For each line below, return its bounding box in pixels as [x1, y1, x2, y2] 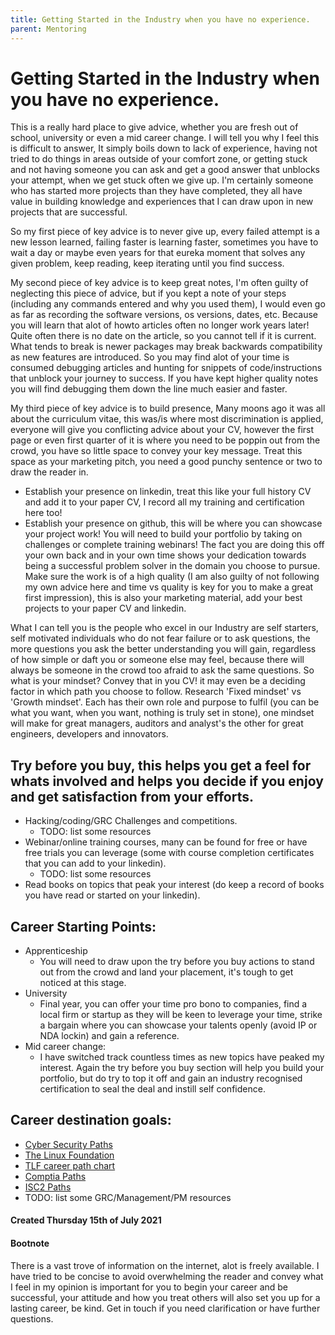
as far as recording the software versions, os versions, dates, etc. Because [10, 309, 318, 321]
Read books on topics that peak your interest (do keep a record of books [24, 879, 325, 891]
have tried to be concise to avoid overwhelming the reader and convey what [10, 1270, 324, 1282]
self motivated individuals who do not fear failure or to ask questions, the [10, 632, 311, 645]
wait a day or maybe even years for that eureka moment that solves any [10, 247, 306, 259]
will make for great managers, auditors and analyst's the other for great [10, 717, 304, 730]
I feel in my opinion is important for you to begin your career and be [10, 1281, 289, 1293]
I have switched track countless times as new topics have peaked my [39, 1051, 325, 1063]
